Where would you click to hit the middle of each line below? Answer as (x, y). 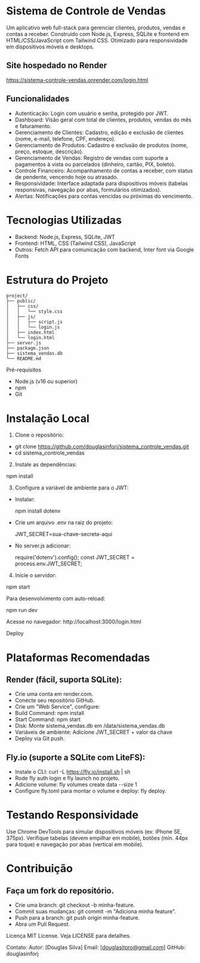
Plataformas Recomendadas (78, 658)
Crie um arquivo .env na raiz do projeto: (64, 523)
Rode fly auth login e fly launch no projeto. (67, 778)
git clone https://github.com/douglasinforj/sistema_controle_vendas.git (102, 447)
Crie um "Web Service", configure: (57, 707)
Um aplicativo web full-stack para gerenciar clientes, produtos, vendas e (96, 28)
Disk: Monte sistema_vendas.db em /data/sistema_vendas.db (90, 726)
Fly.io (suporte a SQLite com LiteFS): (76, 757)
